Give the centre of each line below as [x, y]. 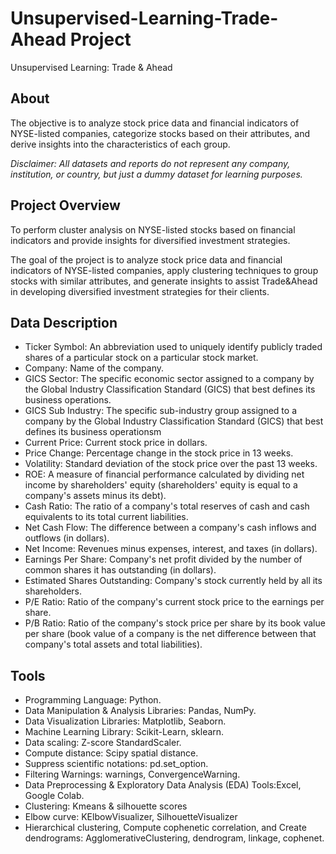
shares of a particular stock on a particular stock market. [141, 358]
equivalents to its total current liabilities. [106, 517]
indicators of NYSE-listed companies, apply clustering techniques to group [164, 270]
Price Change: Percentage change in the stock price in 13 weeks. [159, 453]
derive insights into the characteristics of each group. [120, 144]
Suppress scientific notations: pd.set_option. [116, 764]
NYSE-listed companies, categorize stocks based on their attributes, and [160, 133]
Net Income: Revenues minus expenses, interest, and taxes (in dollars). [171, 549]
